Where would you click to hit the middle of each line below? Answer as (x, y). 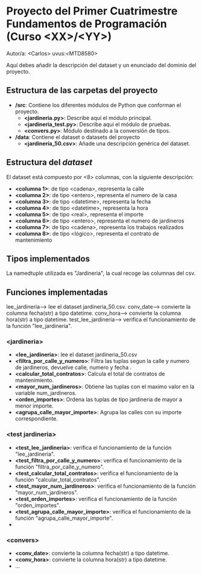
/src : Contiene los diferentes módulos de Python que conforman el (98, 105)
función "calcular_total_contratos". (58, 479)
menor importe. (34, 406)
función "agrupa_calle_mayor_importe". (64, 518)
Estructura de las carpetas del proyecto (82, 91)
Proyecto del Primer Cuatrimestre (92, 11)
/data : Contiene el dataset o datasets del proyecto (77, 137)
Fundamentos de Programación (87, 24)
